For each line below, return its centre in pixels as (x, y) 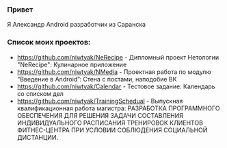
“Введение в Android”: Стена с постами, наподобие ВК (97, 79)
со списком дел (40, 93)
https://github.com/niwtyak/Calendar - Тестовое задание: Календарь (116, 86)
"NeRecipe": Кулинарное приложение (72, 64)
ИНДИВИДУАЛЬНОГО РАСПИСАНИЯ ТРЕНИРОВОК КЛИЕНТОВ (110, 123)
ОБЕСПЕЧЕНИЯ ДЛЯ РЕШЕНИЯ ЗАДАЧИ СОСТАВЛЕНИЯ (100, 115)
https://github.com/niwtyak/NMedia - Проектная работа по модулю (114, 72)
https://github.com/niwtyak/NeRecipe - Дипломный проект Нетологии (118, 57)
